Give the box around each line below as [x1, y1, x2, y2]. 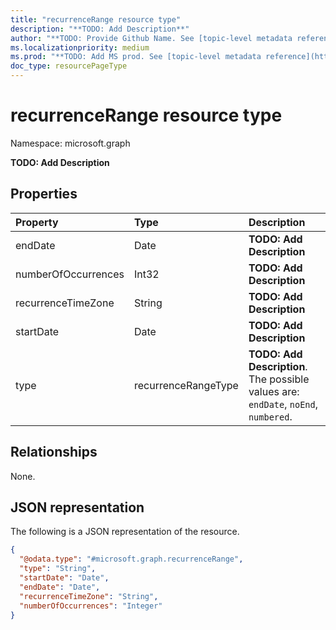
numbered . [248, 409, 293, 423]
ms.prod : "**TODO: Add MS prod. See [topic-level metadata [10, 52, 262, 62]
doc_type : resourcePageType [10, 61, 128, 71]
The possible [248, 372, 310, 386]
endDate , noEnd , [248, 397, 319, 411]
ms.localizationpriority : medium [10, 42, 150, 53]
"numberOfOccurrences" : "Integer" [19, 601, 163, 611]
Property [15, 215, 59, 229]
